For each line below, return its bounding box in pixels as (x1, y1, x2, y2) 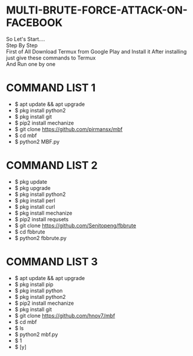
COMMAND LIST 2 (6, 159, 98, 172)
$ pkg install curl (14, 203, 55, 210)
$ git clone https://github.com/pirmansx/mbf (14, 125, 123, 132)
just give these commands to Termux (6, 54, 96, 61)
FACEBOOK (6, 16, 63, 29)
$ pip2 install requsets (14, 215, 69, 222)
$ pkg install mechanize (14, 209, 72, 217)
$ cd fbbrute (14, 228, 45, 235)
